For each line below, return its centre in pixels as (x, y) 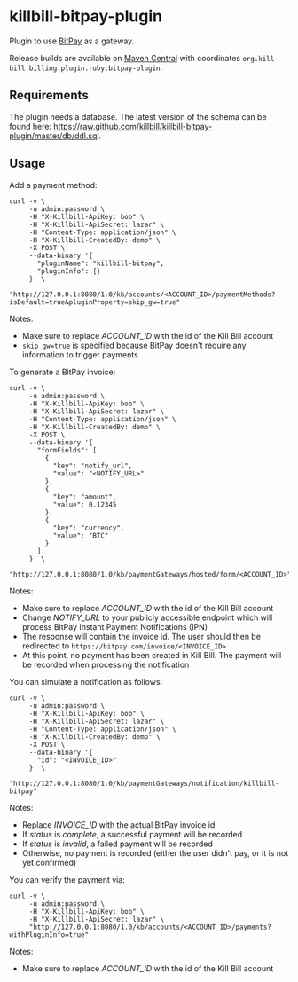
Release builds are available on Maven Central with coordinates (125, 58)
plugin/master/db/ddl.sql (54, 136)
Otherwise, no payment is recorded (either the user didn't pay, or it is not (155, 852)
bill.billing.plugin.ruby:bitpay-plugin (85, 68)
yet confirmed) (49, 862)
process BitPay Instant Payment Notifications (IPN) (115, 626)
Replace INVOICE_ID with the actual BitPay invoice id (118, 825)
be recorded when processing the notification (106, 664)
